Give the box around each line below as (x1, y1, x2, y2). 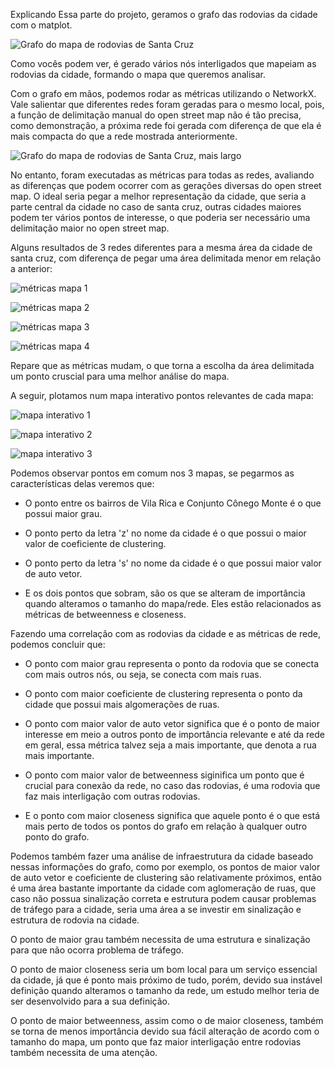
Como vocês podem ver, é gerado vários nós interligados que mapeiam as (10, 58, 317, 69)
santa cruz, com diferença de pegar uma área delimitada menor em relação (10, 252, 322, 264)
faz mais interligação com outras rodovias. (24, 790, 201, 802)
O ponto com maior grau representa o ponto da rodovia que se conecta (24, 658, 320, 669)
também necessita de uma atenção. (10, 1047, 158, 1058)
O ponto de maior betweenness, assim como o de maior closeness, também (10, 1015, 324, 1026)
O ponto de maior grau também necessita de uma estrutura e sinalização (10, 934, 311, 945)
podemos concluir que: (10, 639, 106, 650)
